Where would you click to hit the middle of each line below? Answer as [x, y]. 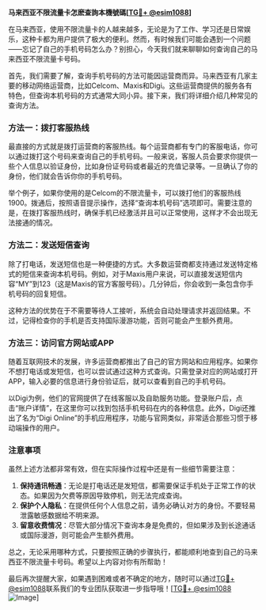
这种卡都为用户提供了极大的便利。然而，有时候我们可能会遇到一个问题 [136, 39]
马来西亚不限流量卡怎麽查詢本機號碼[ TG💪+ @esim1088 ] [100, 12]
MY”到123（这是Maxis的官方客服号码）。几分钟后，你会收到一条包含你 [133, 283]
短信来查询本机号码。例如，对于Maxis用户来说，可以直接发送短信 [129, 274]
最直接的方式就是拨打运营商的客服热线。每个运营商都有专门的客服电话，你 [129, 146]
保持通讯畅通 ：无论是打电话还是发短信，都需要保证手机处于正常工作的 [134, 486]
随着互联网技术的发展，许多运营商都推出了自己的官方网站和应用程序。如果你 [133, 361]
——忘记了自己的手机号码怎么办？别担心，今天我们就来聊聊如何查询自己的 [129, 49]
